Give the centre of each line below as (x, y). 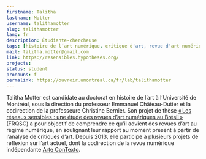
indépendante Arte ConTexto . (44, 150)
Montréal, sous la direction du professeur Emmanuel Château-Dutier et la (99, 104)
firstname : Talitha (31, 12)
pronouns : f (21, 75)
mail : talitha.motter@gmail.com (48, 52)
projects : (19, 63)
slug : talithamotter (33, 29)
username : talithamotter (38, 23)
